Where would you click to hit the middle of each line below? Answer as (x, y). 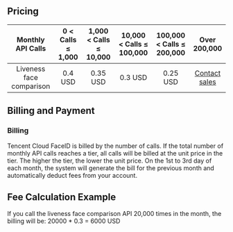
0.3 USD (133, 77)
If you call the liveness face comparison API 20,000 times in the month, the (114, 214)
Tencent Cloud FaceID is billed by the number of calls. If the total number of (115, 146)
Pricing (23, 11)
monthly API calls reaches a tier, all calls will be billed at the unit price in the (115, 153)
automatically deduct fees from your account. (72, 175)
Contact (207, 73)
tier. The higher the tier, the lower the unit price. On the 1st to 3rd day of (110, 160)
